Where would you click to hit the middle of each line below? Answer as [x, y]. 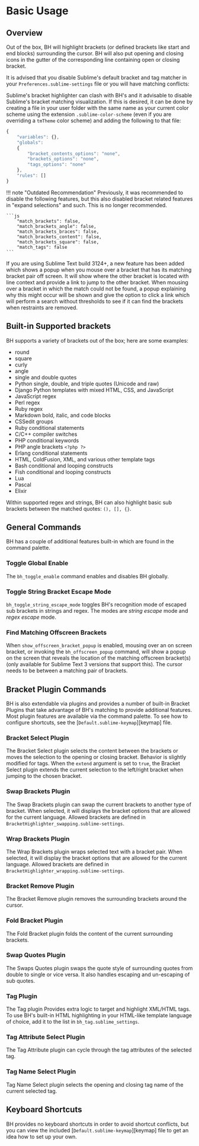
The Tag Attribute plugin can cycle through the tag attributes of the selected [99, 1050]
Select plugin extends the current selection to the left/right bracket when [95, 770]
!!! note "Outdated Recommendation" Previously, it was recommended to [95, 192]
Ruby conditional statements [49, 428]
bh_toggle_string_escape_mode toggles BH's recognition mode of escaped [96, 604]
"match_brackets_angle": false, [57, 226]
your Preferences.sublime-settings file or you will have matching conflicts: [98, 84]
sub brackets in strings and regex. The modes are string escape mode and [97, 610]
